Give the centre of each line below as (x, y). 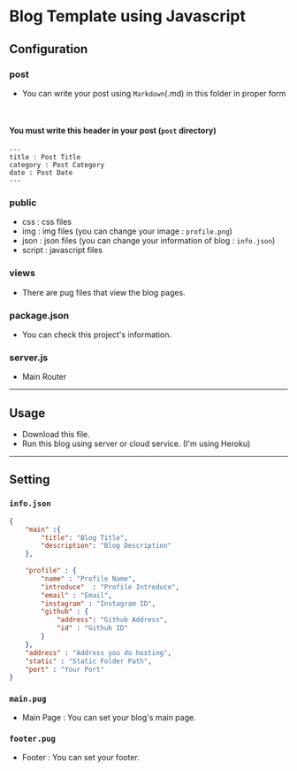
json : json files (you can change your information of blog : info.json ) (148, 241)
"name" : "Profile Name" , (89, 578)
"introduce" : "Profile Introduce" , (110, 587)
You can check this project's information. (97, 335)
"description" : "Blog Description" (107, 546)
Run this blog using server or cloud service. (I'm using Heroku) (136, 443)
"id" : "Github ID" (92, 628)
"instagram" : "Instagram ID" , (99, 604)
